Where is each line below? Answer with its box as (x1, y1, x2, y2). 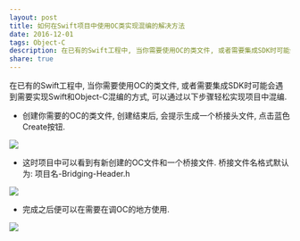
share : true (9, 54, 54, 63)
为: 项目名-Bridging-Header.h (21, 169, 131, 179)
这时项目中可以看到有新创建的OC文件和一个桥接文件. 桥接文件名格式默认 (21, 157, 289, 168)
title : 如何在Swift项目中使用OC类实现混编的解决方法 (9, 21, 186, 30)
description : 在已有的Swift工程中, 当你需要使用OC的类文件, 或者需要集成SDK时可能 (9, 46, 290, 55)
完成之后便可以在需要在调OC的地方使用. (21, 204, 170, 214)
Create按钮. (21, 121, 65, 132)
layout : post (9, 12, 58, 22)
